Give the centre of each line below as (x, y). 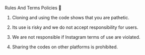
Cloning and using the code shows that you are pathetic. (70, 17)
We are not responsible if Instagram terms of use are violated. (76, 37)
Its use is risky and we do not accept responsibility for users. (75, 27)
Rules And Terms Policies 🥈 (33, 8)
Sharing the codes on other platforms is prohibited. (65, 47)
